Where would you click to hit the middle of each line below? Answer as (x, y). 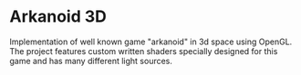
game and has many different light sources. (91, 61)
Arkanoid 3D (58, 17)
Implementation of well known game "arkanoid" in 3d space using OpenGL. (151, 42)
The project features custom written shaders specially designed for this (144, 51)
